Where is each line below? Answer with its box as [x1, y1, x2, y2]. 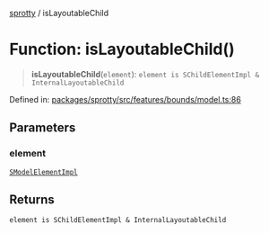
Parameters [9, 121, 76, 136]
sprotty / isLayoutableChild [9, 8, 109, 18]
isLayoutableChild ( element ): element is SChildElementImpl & [30, 68, 260, 79]
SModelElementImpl [9, 167, 78, 176]
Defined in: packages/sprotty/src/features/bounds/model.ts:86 [9, 94, 242, 104]
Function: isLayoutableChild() [9, 40, 235, 59]
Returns [9, 193, 56, 208]
